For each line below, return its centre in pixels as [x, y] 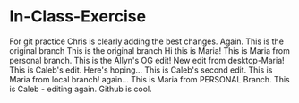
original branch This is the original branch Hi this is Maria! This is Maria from [150, 50]
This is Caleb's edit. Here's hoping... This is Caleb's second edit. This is [141, 70]
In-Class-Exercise [77, 17]
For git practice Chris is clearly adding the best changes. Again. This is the [147, 41]
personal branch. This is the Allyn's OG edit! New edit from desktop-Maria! [147, 60]
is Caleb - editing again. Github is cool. [81, 89]
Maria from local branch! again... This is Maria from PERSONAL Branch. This [149, 79]
